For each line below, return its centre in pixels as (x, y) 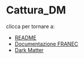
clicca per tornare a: (31, 26)
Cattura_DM (36, 10)
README (26, 37)
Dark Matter (29, 50)
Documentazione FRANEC (46, 44)
